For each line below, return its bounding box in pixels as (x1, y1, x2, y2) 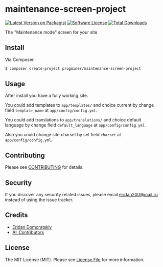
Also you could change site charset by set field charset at (5, 132, 121, 138)
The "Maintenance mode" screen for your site (5, 29, 98, 35)
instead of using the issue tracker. (5, 197, 73, 203)
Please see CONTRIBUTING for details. (5, 164, 84, 170)
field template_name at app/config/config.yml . (5, 107, 97, 114)
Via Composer (5, 57, 34, 62)
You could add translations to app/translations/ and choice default (5, 117, 141, 123)
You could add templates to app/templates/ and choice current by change (5, 102, 154, 108)
